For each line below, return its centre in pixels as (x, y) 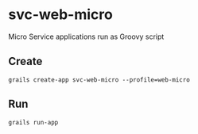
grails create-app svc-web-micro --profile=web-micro (99, 80)
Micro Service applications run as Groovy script (86, 36)
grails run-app (33, 122)
